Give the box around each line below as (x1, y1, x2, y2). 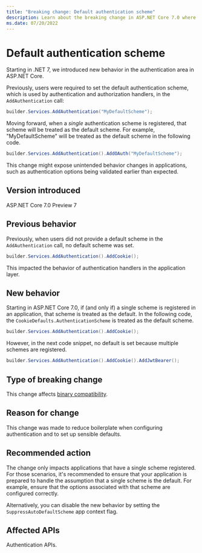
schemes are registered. (6, 346, 67, 354)
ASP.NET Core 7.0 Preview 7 (6, 201, 77, 209)
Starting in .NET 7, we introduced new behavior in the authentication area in (6, 66, 195, 73)
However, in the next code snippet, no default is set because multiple (6, 340, 178, 347)
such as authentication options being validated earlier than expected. (6, 168, 179, 175)
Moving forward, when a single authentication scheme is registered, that (6, 120, 187, 127)
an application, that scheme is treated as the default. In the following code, (6, 311, 192, 318)
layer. (6, 270, 20, 278)
